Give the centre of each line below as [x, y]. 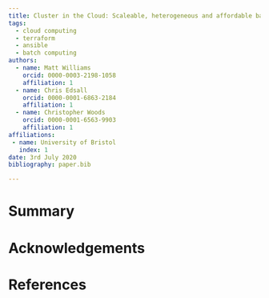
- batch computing [46, 53]
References [47, 284]
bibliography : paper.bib [50, 165]
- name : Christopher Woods [60, 113]
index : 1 [33, 150]
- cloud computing [46, 30]
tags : [17, 23]
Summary [41, 211]
